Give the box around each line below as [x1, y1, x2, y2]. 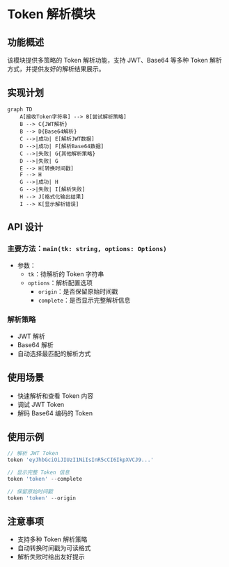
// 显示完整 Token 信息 [7, 469, 70, 477]
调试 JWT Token [17, 400, 65, 408]
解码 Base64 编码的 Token [17, 408, 93, 417]
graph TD [7, 106, 33, 113]
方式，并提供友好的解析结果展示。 [7, 65, 105, 73]
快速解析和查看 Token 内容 [17, 391, 94, 400]
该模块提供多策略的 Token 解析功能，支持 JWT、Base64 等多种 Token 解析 [7, 56, 223, 64]
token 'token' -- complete [7, 476, 82, 483]
